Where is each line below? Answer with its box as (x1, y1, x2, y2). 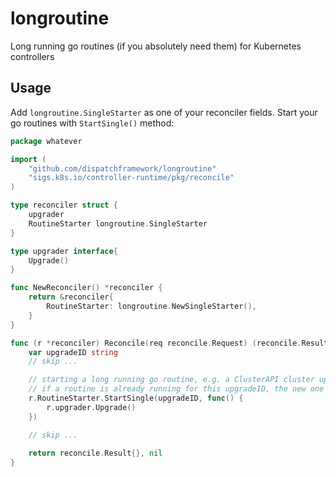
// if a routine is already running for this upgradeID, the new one (28, 384, 325, 394)
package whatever (10, 136, 83, 146)
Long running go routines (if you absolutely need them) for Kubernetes (10, 40, 302, 52)
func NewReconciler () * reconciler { (10, 283, 163, 293)
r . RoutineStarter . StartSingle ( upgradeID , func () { (28, 393, 244, 403)
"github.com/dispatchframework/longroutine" (28, 163, 217, 174)
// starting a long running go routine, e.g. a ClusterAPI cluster (28, 375, 315, 385)
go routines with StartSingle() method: (10, 117, 175, 129)
